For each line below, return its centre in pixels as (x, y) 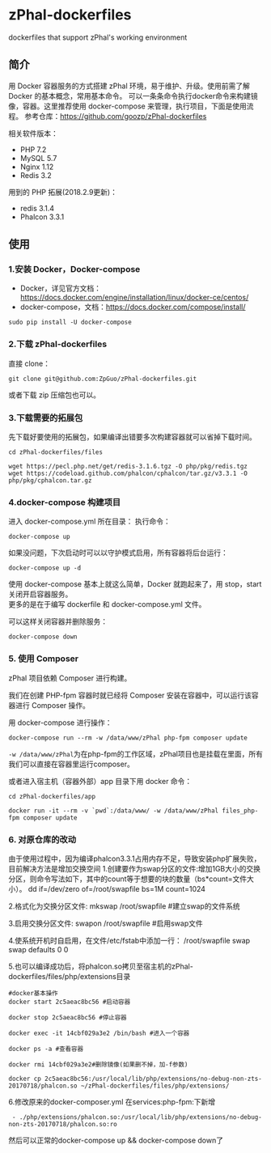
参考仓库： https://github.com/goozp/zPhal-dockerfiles (115, 116)
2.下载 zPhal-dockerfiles (58, 344)
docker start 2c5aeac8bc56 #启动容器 (70, 1002)
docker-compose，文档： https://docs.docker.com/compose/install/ (133, 307)
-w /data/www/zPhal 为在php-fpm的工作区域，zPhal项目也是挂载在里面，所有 (135, 753)
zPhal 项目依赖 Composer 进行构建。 (70, 678)
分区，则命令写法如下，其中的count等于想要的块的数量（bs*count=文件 (128, 879)
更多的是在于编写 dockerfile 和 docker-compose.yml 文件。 (107, 604)
